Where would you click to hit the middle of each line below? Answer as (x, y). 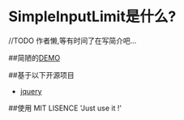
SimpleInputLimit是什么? (92, 17)
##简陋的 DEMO (34, 58)
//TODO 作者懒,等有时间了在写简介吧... (73, 41)
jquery (31, 91)
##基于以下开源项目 (41, 75)
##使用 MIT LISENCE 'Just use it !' (65, 108)
